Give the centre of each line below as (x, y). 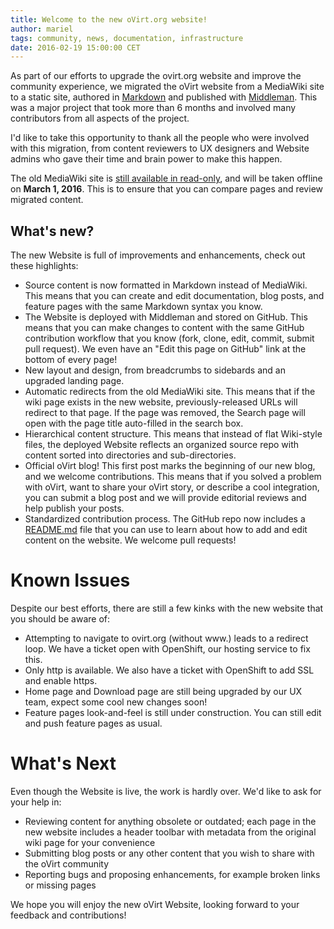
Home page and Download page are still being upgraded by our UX (163, 691)
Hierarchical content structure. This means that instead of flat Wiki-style (173, 434)
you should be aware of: (60, 619)
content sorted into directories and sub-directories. (130, 455)
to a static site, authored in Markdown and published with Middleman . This (164, 97)
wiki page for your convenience (90, 842)
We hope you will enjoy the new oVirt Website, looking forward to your (155, 904)
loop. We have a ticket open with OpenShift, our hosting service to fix (167, 649)
